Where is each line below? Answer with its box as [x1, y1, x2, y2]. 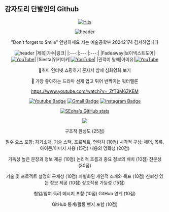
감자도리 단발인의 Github [5, 5, 79, 14]
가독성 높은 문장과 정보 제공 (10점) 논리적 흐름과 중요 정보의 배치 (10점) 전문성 [8, 156, 162, 162]
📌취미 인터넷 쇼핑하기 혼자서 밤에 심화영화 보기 [38, 67, 131, 73]
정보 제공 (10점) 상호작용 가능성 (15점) [50, 179, 125, 185]
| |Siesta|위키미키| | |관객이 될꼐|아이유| [34, 56, 136, 62]
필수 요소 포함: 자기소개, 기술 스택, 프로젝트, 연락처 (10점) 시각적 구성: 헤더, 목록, [5, 139, 164, 145]
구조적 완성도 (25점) [64, 128, 105, 134]
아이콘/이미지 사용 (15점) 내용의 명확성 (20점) [40, 145, 130, 151]
